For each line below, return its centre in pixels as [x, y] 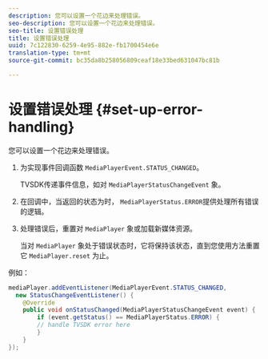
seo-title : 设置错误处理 [46, 30]
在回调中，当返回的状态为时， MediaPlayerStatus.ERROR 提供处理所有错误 [139, 201]
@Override [39, 303]
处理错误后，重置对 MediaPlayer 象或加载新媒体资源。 [108, 228]
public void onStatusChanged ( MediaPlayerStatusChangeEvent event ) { [139, 310]
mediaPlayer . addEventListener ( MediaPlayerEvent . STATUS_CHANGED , [118, 288]
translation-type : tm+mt [50, 53]
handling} [42, 127]
